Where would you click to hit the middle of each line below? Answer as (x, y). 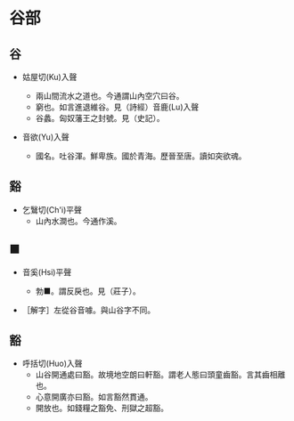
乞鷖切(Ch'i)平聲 (52, 209)
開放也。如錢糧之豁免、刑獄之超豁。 (102, 408)
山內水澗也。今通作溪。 (78, 221)
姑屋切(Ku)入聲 (49, 77)
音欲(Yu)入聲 (45, 137)
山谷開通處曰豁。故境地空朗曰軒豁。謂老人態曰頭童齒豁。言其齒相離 (160, 375)
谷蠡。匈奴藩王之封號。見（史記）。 (100, 118)
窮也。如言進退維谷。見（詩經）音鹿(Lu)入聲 (117, 107)
